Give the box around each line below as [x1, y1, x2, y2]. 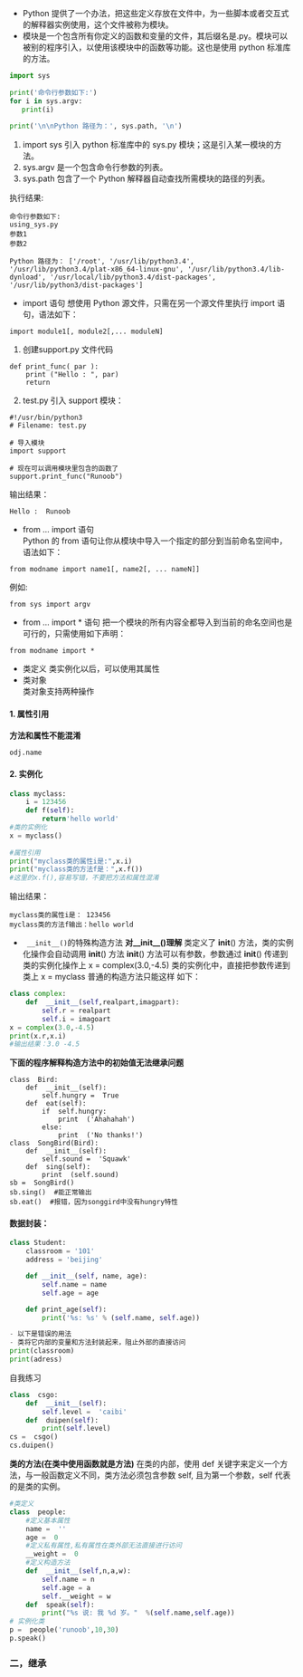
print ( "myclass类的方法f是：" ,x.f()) [9, 865, 144, 874]
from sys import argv [9, 600, 91, 609]
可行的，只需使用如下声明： [22, 628, 127, 639]
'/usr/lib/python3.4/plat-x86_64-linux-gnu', [9, 265, 184, 274]
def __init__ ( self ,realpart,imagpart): [25, 998, 180, 1007]
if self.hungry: [42, 1107, 107, 1116]
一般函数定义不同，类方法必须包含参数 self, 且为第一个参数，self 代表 [33, 1470, 291, 1481]
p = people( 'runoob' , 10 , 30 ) [9, 1625, 119, 1634]
